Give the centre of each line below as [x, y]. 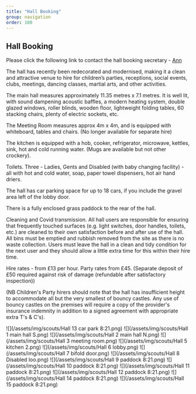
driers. [14, 179]
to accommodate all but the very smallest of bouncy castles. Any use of [92, 298]
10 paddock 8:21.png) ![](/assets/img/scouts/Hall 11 [128, 366]
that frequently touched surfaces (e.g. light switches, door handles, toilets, [96, 226]
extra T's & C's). [25, 317]
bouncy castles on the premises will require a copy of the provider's [88, 305]
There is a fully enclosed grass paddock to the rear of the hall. [81, 208]
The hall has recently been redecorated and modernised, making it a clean [96, 72]
